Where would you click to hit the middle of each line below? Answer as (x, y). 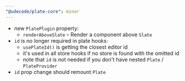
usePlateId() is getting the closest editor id (75, 47)
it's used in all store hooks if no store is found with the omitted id (101, 53)
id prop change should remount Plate (60, 72)
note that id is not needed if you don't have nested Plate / (93, 59)
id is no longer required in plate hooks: (61, 41)
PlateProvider (40, 66)
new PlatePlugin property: (46, 28)
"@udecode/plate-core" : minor (43, 11)
